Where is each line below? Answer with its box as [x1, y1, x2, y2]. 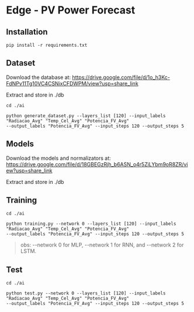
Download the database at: [6, 74, 71, 81]
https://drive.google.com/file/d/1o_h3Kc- [72, 74, 171, 81]
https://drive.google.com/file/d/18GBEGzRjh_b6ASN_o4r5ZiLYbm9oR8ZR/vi [6, 160, 188, 167]
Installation [6, 27, 48, 37]
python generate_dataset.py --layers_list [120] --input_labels [6, 112, 166, 119]
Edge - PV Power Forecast [6, 4, 136, 17]
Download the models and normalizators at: [6, 155, 111, 162]
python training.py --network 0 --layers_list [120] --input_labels [6, 221, 176, 227]
